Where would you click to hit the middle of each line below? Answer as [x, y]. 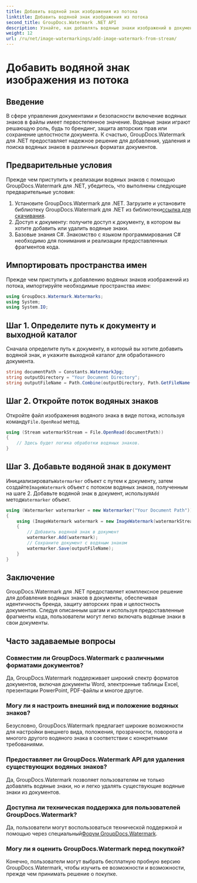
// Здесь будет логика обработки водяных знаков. [79, 443]
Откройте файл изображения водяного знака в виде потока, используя [95, 415]
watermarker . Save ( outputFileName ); [71, 548]
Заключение [30, 577]
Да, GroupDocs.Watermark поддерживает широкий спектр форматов [92, 678]
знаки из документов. [33, 792]
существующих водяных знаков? [57, 767]
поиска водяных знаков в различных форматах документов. [82, 147]
